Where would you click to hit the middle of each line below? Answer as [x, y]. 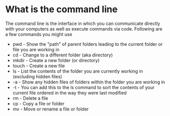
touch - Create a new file [39, 66]
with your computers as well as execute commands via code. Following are [84, 28]
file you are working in [36, 49]
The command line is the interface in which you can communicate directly [83, 23]
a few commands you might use [39, 34]
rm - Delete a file [30, 98]
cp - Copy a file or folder [38, 103]
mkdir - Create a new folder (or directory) [56, 60]
